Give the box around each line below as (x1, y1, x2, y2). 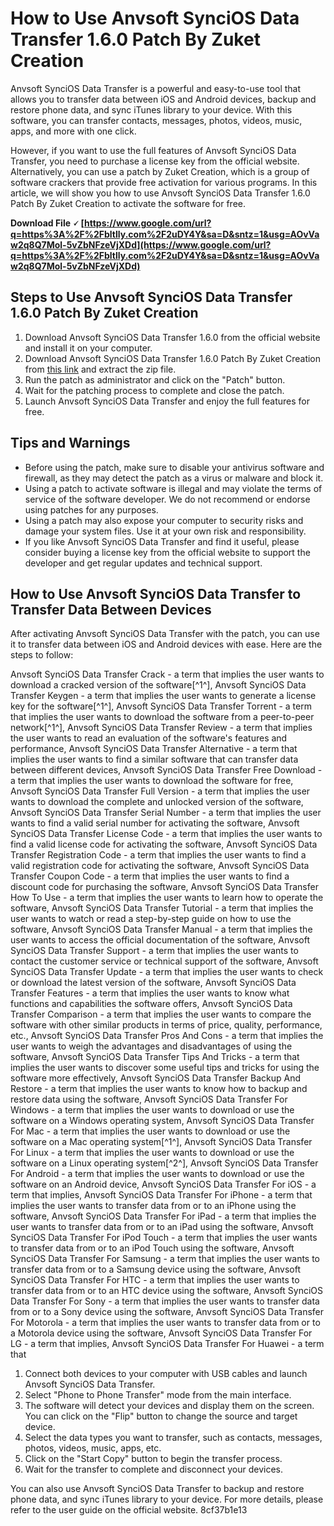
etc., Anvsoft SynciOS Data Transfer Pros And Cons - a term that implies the (10, 1030, 324, 1042)
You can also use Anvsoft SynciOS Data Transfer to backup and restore (10, 1483, 305, 1495)
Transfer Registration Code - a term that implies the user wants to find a (10, 849, 307, 861)
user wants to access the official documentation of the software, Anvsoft (10, 934, 310, 946)
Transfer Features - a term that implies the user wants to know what (10, 987, 290, 999)
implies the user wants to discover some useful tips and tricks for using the (10, 1062, 320, 1074)
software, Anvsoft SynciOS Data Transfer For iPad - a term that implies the (10, 1210, 317, 1222)
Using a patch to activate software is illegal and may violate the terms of (24, 482, 323, 494)
